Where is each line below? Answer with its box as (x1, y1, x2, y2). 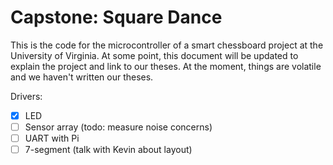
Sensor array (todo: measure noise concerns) (24, 121, 213, 133)
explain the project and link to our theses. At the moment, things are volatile (10, 60, 322, 72)
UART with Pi (24, 132, 80, 145)
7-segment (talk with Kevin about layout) (24, 144, 193, 156)
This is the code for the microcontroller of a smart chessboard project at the (10, 39, 324, 51)
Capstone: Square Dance (10, 6, 223, 29)
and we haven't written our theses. (10, 71, 154, 83)
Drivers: (10, 90, 43, 102)
